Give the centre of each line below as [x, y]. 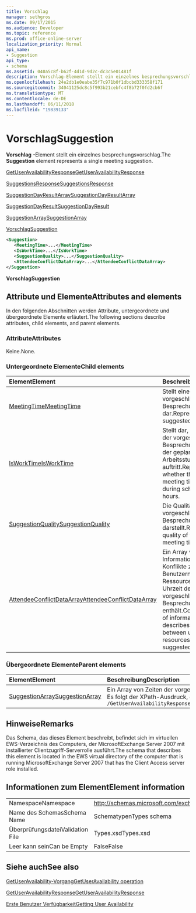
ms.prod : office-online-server [44, 39]
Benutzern [177, 574]
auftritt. [172, 466]
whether [174, 474]
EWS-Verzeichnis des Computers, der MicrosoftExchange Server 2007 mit [95, 744]
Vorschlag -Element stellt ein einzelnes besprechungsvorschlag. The [88, 155]
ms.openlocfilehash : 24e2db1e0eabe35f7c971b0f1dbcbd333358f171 [85, 83]
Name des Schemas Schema [48, 812]
